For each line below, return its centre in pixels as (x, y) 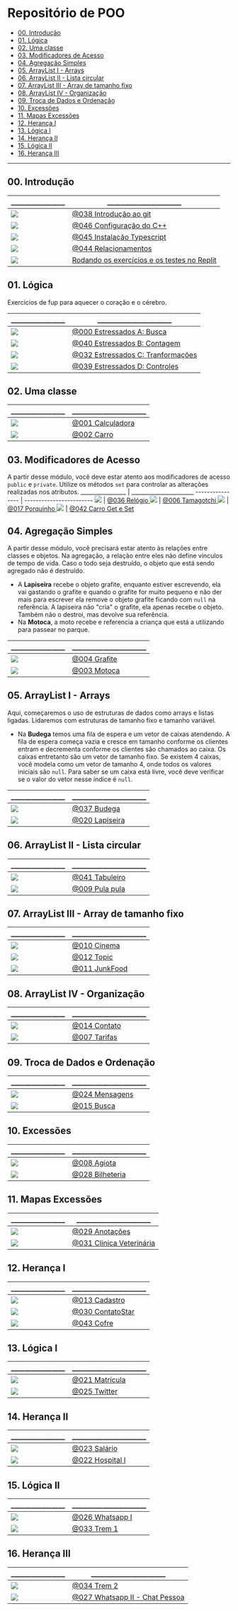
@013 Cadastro (98, 1300)
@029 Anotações (101, 1231)
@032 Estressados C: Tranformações (135, 354)
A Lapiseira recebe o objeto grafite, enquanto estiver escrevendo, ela (119, 584)
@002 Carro (93, 435)
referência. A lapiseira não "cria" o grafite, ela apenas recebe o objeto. (120, 607)
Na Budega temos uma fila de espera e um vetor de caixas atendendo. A (124, 734)
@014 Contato (97, 1026)
